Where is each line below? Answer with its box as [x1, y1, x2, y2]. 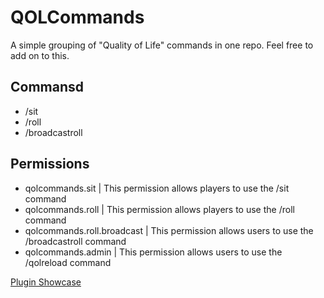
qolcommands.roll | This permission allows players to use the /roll [24, 203, 295, 215]
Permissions [10, 156, 90, 173]
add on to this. [10, 49, 70, 61]
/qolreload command [24, 256, 112, 268]
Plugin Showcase [10, 276, 82, 288]
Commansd [10, 79, 85, 96]
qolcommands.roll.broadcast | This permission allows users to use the [24, 224, 314, 236]
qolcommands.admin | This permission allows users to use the [24, 246, 283, 258]
